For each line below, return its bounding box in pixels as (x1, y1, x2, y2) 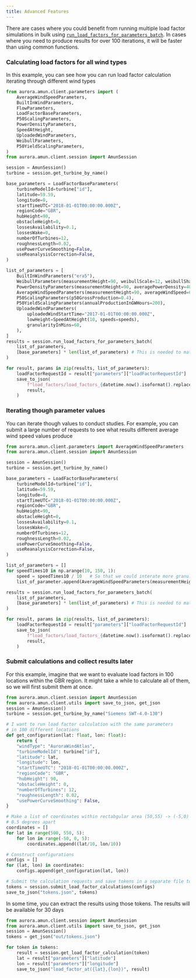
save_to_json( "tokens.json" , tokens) (6, 889, 98, 895)
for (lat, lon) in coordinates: (6, 863, 85, 868)
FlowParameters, (16, 105, 57, 111)
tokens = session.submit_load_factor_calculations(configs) (6, 884, 156, 890)
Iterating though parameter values (6, 407, 106, 415)
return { (16, 738, 38, 744)
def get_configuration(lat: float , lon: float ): (6, 732, 127, 738)
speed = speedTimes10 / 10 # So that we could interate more (16, 573, 174, 579)
